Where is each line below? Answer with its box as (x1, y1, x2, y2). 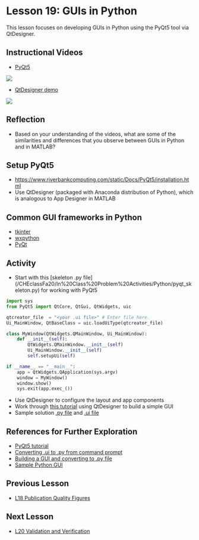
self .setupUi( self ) (27, 353, 76, 359)
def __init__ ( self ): (17, 336, 68, 342)
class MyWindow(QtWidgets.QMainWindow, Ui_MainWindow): (6, 331, 147, 337)
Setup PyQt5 (6, 160, 55, 170)
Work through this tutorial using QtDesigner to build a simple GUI (14, 403, 173, 410)
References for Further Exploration (6, 426, 138, 436)
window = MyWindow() (17, 374, 68, 381)
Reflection (6, 114, 46, 125)
